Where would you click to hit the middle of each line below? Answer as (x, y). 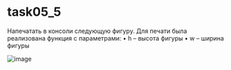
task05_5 (34, 12)
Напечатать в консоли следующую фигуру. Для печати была (97, 31)
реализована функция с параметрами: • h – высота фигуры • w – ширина (116, 38)
